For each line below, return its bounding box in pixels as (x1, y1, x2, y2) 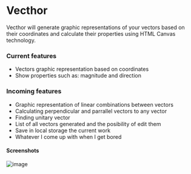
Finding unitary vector (15, 113, 71, 121)
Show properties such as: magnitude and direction (15, 72, 141, 79)
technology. (6, 36, 36, 44)
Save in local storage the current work (15, 127, 111, 134)
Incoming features (6, 87, 62, 96)
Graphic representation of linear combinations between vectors (15, 101, 174, 108)
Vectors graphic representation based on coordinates (15, 65, 149, 73)
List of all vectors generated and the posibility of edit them (15, 120, 161, 127)
